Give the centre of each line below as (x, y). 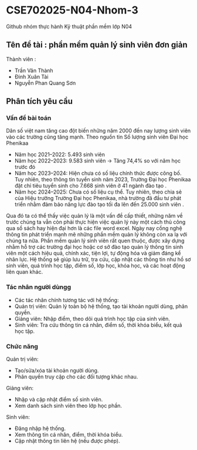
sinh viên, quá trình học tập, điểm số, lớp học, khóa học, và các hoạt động (96, 266)
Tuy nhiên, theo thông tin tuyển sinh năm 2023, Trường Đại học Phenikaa (103, 180)
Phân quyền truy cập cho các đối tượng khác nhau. (76, 377)
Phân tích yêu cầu (40, 101)
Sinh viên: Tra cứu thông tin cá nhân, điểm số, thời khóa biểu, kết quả (98, 325)
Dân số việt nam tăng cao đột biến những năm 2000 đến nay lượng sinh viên (98, 131)
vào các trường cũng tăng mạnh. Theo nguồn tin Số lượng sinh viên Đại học (97, 137)
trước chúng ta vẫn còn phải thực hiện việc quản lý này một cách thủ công (96, 222)
